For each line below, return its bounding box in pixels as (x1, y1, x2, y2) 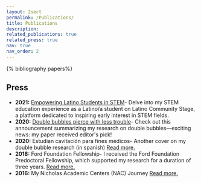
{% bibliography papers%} (6, 65, 73, 72)
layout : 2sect (6, 8, 42, 15)
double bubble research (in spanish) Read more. (14, 144, 136, 151)
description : (6, 25, 39, 32)
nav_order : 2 (6, 48, 39, 55)
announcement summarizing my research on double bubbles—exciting (14, 124, 191, 131)
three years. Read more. (14, 163, 75, 170)
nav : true (6, 43, 31, 49)
